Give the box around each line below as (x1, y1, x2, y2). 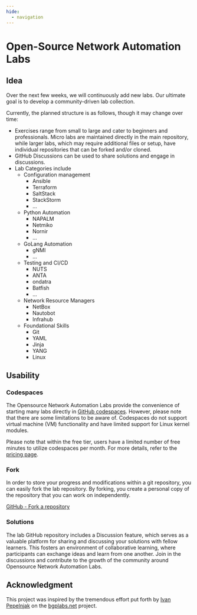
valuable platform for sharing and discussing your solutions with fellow (6, 537, 178, 545)
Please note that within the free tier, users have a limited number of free (6, 439, 180, 446)
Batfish (32, 284, 50, 291)
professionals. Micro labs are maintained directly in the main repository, (14, 133, 189, 140)
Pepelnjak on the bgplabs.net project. (6, 602, 97, 609)
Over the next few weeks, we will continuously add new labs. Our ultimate (6, 91, 186, 98)
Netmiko (32, 221, 53, 228)
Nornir (32, 227, 48, 234)
